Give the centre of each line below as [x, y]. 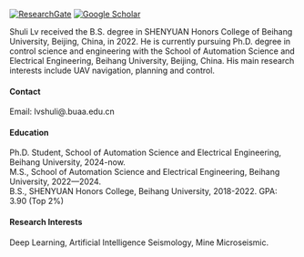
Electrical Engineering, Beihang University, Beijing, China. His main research [152, 61]
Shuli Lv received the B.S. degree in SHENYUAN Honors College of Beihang [151, 31]
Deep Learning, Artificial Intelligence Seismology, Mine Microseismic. [139, 242]
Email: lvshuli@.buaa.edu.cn [62, 112]
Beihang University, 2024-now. [67, 162]
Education [29, 132]
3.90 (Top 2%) [37, 201]
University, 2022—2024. [56, 181]
